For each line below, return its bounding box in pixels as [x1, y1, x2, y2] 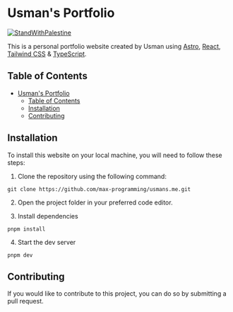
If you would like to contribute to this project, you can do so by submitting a [7, 289, 227, 298]
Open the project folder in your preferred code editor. [17, 198, 173, 207]
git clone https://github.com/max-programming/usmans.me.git [7, 185, 191, 192]
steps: [7, 158, 25, 167]
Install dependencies [17, 212, 79, 220]
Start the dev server [17, 238, 76, 246]
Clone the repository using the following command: [17, 172, 167, 180]
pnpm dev [7, 251, 33, 259]
